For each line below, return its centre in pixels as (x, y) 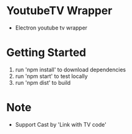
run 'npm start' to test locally (51, 76)
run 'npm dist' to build (43, 82)
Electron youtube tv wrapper (51, 28)
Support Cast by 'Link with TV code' (61, 124)
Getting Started (46, 53)
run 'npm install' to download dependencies (71, 69)
